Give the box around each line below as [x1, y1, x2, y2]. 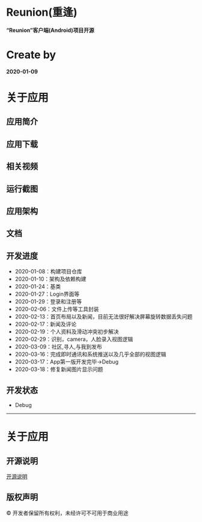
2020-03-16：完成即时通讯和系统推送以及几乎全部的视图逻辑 [14, 350, 167, 358]
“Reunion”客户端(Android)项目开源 [6, 26, 94, 34]
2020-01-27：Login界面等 [14, 290, 80, 298]
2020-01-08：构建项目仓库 [14, 268, 82, 275]
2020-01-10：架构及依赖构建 [14, 275, 87, 283]
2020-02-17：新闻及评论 [14, 320, 77, 328]
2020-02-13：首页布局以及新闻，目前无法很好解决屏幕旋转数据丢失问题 [14, 313, 193, 320]
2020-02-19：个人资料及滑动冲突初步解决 [14, 328, 119, 335]
